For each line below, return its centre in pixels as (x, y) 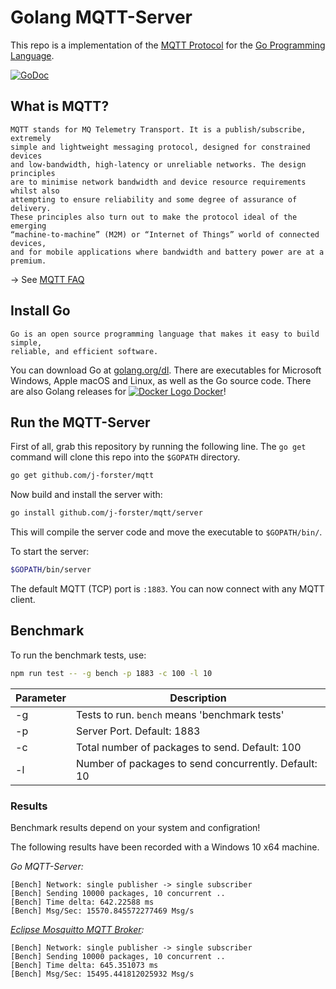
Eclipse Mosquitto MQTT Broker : (77, 929)
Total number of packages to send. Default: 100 (188, 747)
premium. (28, 261)
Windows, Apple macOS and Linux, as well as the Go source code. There (161, 380)
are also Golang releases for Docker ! (118, 391)
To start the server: (50, 552)
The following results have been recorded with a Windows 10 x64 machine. (165, 847)
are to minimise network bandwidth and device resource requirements (158, 182)
